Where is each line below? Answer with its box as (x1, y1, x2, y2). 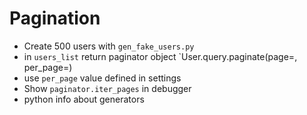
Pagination (9, 7, 101, 30)
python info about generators (23, 93, 145, 105)
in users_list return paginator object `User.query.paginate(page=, (23, 50, 298, 62)
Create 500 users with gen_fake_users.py (23, 40, 195, 52)
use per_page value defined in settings (23, 72, 182, 84)
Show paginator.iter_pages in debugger (23, 82, 192, 94)
